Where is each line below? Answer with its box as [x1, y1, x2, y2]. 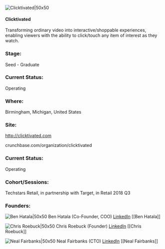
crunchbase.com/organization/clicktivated [5, 142, 92, 148]
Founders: [5, 202, 31, 209]
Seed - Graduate [5, 61, 40, 67]
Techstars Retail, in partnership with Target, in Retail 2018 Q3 [5, 190, 131, 196]
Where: [5, 98, 24, 105]
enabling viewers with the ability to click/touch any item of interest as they [5, 32, 158, 38]
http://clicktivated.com [5, 132, 52, 139]
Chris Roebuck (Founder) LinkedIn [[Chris [56, 223, 142, 229]
